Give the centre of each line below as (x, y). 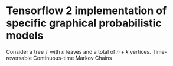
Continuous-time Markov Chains (73, 58)
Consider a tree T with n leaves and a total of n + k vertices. (79, 51)
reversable (19, 58)
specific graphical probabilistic (84, 23)
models (25, 36)
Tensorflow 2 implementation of (86, 11)
